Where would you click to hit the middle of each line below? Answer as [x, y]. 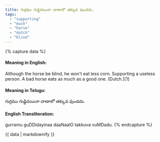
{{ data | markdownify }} [30, 135]
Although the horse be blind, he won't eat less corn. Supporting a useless [80, 74]
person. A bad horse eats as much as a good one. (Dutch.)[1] [67, 79]
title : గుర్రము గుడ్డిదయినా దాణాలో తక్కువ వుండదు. [50, 10]
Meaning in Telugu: [26, 90]
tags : [11, 14]
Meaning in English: [26, 63]
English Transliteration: [30, 114]
